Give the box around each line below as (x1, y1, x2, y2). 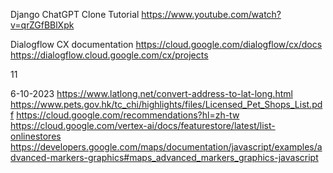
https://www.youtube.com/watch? (141, 9, 282, 20)
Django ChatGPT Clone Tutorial (10, 9, 140, 20)
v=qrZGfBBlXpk (10, 19, 75, 31)
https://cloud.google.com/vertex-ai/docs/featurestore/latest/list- (10, 120, 276, 131)
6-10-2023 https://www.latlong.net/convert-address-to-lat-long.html (10, 88, 293, 99)
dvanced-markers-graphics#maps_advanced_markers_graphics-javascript (10, 152, 319, 163)
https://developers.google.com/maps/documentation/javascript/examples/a (10, 141, 323, 153)
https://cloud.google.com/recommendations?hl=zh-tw (16, 109, 240, 121)
